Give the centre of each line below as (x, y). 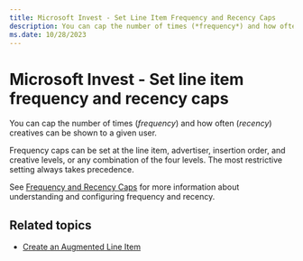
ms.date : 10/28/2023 (48, 34)
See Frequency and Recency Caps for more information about (124, 187)
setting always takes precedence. (72, 170)
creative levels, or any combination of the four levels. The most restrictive (146, 160)
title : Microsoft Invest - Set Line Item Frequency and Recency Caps (143, 18)
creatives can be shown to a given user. (83, 133)
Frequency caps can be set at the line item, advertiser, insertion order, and (147, 151)
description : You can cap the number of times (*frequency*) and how (143, 26)
